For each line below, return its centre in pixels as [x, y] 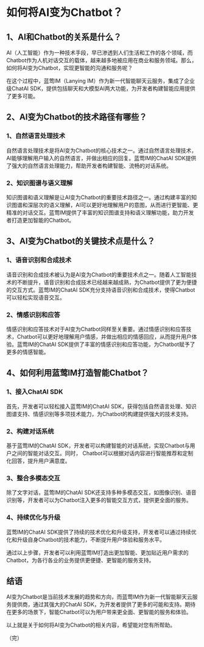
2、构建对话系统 [30, 431]
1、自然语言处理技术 [36, 136]
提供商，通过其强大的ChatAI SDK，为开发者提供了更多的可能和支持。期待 [104, 604]
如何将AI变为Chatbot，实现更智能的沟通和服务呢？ [69, 68]
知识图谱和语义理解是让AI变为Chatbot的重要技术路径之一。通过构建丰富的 [99, 197]
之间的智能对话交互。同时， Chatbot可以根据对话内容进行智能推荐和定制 [102, 453]
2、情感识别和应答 [33, 314]
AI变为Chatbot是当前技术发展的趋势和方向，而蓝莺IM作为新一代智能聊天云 [100, 597]
